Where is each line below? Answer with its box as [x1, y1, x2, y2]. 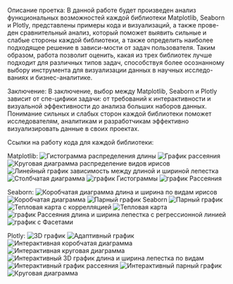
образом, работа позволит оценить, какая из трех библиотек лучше [7, 51, 213, 59]
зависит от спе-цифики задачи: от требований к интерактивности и [7, 94, 211, 103]
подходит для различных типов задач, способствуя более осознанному [7, 58, 225, 66]
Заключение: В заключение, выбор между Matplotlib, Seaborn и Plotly [7, 87, 218, 95]
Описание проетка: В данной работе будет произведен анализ [7, 6, 196, 14]
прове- [198, 21, 220, 29]
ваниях [7, 73, 29, 82]
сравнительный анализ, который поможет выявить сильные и [20, 28, 207, 37]
